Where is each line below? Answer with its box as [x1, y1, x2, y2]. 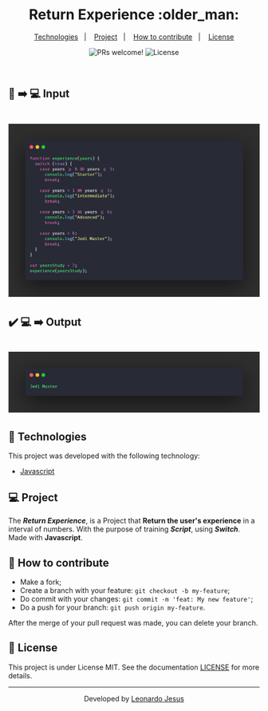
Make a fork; [19, 577, 62, 587]
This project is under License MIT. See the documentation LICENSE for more [8, 662, 260, 672]
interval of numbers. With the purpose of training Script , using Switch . [8, 524, 241, 534]
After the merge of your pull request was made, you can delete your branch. [8, 618, 258, 628]
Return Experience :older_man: [29, 6, 239, 24]
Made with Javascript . [8, 533, 83, 543]
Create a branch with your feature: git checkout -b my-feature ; [19, 586, 231, 595]
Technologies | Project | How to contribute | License [33, 32, 235, 41]
